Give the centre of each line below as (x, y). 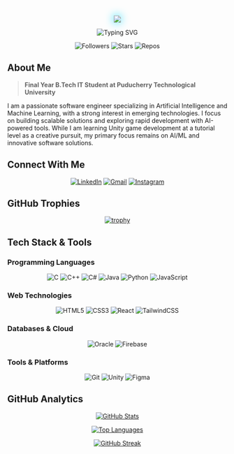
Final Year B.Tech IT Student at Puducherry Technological (110, 85)
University (40, 92)
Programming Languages (51, 262)
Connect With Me (46, 165)
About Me (29, 68)
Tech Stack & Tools (50, 242)
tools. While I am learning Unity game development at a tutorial (124, 128)
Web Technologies (39, 295)
